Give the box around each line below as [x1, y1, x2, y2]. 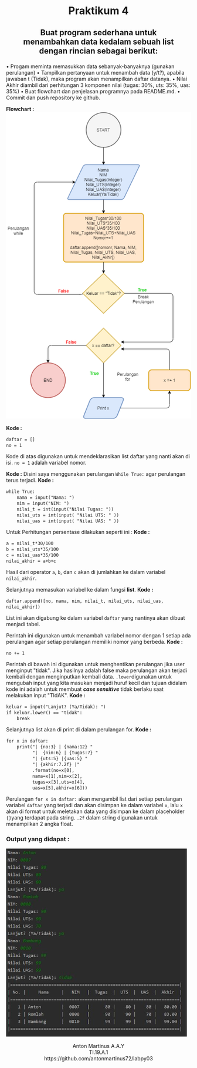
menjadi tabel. [6, 621, 40, 628]
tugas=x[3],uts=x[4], [32, 780, 85, 785]
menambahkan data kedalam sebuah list [23, 36, 174, 46]
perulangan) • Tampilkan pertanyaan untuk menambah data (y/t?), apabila [6, 69, 185, 76]
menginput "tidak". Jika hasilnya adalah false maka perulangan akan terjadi [6, 667, 188, 674]
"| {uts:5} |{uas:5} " [32, 756, 88, 762]
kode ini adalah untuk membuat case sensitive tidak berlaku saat [6, 686, 164, 693]
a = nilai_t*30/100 [6, 540, 54, 547]
